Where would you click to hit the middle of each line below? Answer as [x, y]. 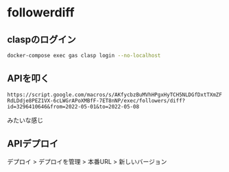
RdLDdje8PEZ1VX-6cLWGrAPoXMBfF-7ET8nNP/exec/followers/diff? [96, 100]
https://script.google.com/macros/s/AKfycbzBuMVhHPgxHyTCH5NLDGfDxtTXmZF [115, 95]
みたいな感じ [25, 120]
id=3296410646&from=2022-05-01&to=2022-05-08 [73, 106]
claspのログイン [42, 39]
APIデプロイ [33, 144]
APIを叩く [28, 79]
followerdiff [41, 13]
